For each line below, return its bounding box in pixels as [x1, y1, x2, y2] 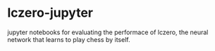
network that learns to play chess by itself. [7, 35, 130, 43]
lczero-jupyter [7, 5, 94, 21]
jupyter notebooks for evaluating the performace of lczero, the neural [7, 28, 209, 36]
